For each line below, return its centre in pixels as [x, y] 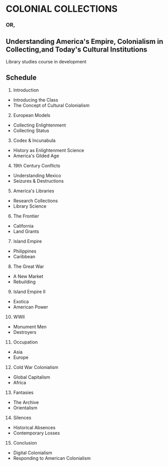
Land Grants [26, 231]
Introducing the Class [36, 100]
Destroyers [25, 332]
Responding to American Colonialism [52, 458]
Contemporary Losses [36, 433]
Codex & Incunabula [34, 140]
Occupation [25, 342]
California [23, 226]
